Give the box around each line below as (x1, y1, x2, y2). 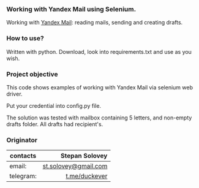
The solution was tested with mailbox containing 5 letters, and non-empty (6, 114, 192, 121)
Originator (6, 135, 38, 144)
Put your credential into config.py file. (6, 102, 102, 109)
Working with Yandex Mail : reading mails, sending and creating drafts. (6, 19, 183, 26)
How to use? (6, 34, 44, 43)
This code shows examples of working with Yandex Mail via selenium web (6, 83, 193, 91)
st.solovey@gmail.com (42, 162, 108, 170)
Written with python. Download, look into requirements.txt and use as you (6, 48, 192, 55)
